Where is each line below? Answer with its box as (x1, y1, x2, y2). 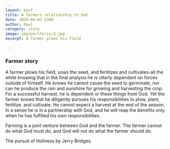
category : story (5, 27, 40, 32)
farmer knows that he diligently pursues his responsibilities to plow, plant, (5, 96, 160, 102)
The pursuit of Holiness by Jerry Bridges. (5, 138, 92, 144)
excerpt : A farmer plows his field (5, 36, 81, 41)
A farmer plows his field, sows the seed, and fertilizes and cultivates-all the (5, 69, 163, 75)
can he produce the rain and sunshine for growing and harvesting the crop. (5, 86, 163, 92)
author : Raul (5, 22, 33, 27)
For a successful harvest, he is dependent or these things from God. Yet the (5, 91, 165, 97)
